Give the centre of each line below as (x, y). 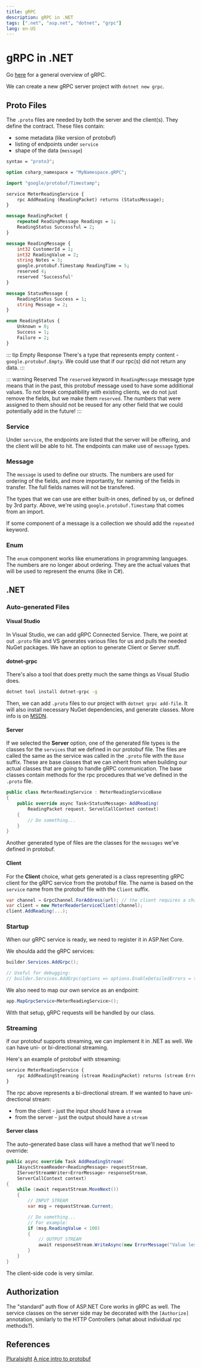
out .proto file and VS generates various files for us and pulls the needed (96, 641)
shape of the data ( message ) (48, 150)
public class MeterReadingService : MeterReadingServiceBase (84, 793)
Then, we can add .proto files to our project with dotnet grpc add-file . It (97, 703)
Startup (17, 926)
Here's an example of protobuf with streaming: (64, 1059)
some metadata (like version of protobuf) (66, 138)
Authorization (33, 1292)
